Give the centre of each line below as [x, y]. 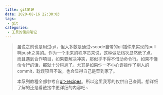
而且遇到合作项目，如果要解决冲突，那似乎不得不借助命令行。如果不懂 [87, 59]
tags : [10, 19]
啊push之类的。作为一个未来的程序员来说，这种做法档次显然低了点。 [86, 53]
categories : [17, 28]
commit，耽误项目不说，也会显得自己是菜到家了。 [67, 71]
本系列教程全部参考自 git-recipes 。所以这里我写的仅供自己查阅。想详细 [88, 81]
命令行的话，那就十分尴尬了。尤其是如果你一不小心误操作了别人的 [83, 65]
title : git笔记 [20, 9]
